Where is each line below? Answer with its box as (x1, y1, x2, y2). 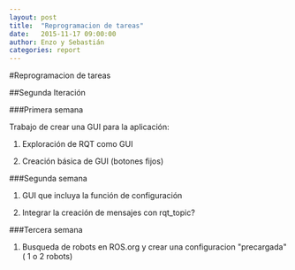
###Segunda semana (9, 174, 88, 184)
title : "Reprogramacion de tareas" (9, 21, 144, 30)
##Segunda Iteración (9, 88, 87, 98)
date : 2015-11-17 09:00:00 (9, 29, 117, 38)
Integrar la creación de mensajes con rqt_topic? (21, 207, 196, 218)
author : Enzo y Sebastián (9, 37, 104, 47)
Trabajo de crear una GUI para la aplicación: (9, 121, 170, 133)
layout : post (9, 12, 57, 22)
